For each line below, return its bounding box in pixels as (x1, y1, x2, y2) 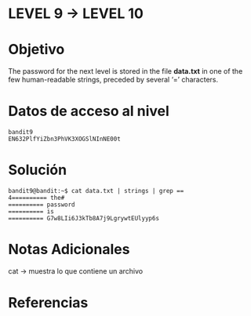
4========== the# (8, 194, 65, 202)
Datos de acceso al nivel (8, 103, 170, 120)
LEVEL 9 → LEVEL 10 (8, 5, 144, 23)
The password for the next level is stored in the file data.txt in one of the (8, 67, 243, 76)
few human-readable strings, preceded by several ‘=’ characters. (8, 75, 218, 85)
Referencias (8, 294, 89, 312)
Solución (8, 162, 67, 179)
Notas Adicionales (8, 241, 130, 259)
